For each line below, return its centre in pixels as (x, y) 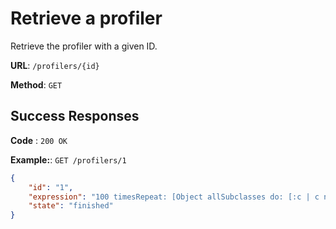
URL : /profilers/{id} (55, 65)
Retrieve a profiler (86, 18)
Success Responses (75, 116)
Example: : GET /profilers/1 (68, 159)
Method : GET (36, 84)
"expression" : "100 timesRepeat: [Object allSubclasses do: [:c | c (174, 197)
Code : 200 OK (39, 140)
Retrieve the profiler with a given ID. (84, 46)
